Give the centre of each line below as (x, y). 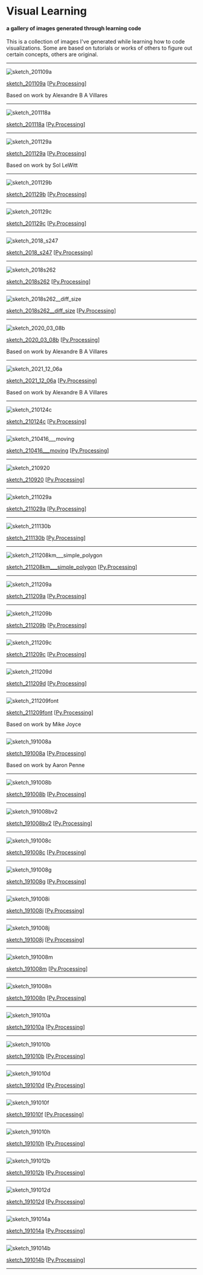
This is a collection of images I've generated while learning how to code (96, 42)
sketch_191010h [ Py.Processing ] (46, 1144)
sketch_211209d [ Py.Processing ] (47, 683)
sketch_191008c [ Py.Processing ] (46, 853)
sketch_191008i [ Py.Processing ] (45, 911)
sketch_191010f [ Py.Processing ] (45, 1115)
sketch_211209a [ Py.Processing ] (46, 596)
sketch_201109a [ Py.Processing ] (47, 83)
